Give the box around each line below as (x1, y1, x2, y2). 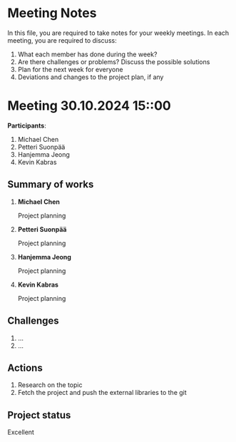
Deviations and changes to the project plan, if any (17, 73, 164, 81)
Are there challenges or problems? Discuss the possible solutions (17, 57, 210, 66)
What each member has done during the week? (17, 50, 158, 58)
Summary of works (7, 178, 94, 190)
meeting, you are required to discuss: (7, 36, 117, 44)
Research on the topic (17, 381, 83, 389)
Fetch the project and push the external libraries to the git (17, 389, 187, 397)
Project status (7, 408, 71, 421)
